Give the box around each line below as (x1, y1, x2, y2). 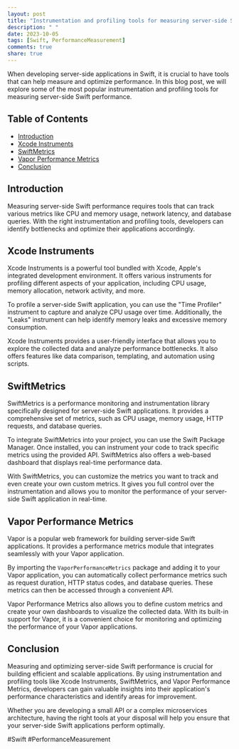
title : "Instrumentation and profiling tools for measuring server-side (7, 17, 228, 24)
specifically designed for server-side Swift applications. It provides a (7, 407, 208, 415)
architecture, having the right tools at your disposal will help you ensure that (7, 713, 230, 722)
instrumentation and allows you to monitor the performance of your (7, 487, 204, 496)
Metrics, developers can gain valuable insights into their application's (7, 684, 211, 693)
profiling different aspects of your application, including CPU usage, (7, 279, 206, 288)
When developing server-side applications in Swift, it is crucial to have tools (7, 69, 230, 78)
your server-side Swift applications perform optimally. (7, 721, 165, 730)
